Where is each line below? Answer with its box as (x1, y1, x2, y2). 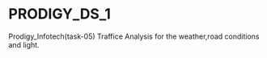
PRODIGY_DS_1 (8, 5, 112, 23)
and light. (8, 39, 40, 49)
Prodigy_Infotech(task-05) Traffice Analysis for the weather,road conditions (8, 31, 260, 41)
